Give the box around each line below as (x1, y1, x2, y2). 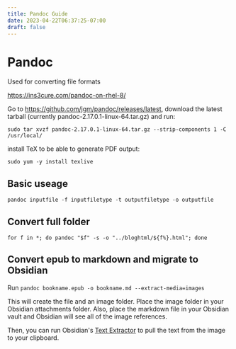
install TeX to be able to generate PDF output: (7, 144, 140, 153)
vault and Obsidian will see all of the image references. (7, 312, 168, 321)
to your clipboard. (7, 333, 60, 342)
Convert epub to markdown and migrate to (7, 253, 198, 265)
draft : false (7, 23, 46, 30)
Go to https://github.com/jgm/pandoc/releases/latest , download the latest (7, 105, 223, 113)
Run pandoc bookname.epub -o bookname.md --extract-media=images (7, 283, 205, 292)
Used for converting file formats (7, 77, 101, 86)
